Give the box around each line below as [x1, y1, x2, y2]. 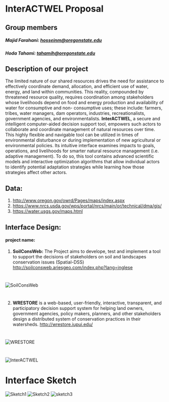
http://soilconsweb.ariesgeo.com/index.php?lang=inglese [12, 264, 133, 271]
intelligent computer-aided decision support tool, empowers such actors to [5, 121, 161, 127]
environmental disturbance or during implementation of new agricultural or [5, 137, 161, 143]
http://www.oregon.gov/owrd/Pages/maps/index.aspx [12, 198, 125, 204]
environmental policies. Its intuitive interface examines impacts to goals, [5, 143, 155, 149]
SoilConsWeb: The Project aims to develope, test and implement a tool [12, 248, 161, 254]
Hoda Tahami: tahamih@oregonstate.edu [5, 50, 95, 56]
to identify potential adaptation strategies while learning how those [5, 164, 144, 170]
